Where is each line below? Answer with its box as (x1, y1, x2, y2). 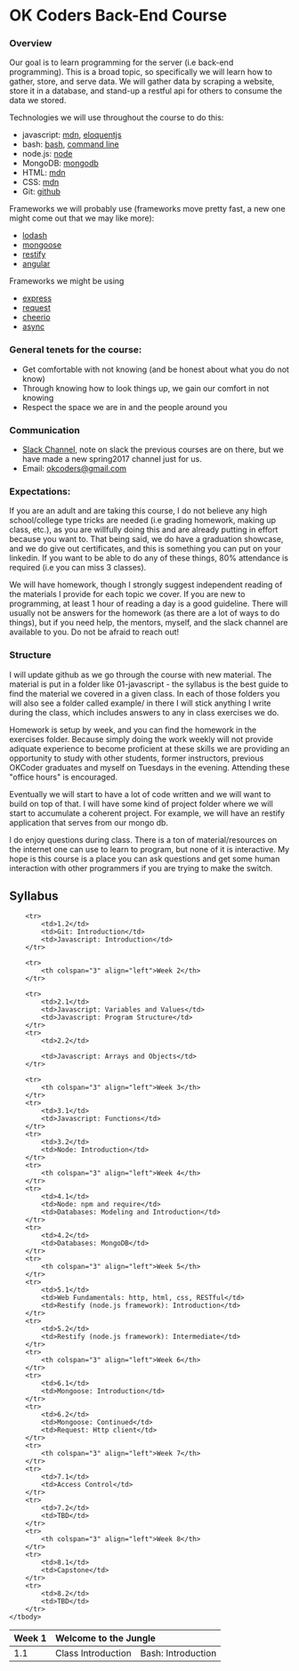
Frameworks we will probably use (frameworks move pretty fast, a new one (9, 204, 287, 214)
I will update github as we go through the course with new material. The (9, 669, 272, 680)
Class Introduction (54, 1647, 132, 1659)
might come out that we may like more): (9, 213, 155, 223)
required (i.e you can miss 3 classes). (9, 562, 147, 573)
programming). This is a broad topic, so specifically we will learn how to (9, 67, 273, 77)
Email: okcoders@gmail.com (21, 464, 127, 474)
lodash (21, 230, 47, 241)
